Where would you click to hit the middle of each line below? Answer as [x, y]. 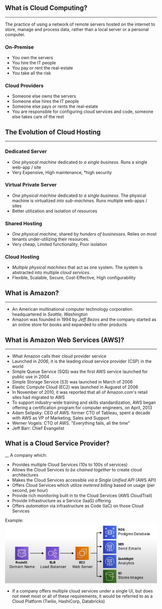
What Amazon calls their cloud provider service [59, 356]
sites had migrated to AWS [38, 398]
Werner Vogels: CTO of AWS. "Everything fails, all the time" [71, 423]
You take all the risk [32, 73]
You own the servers [33, 58]
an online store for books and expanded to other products [69, 325]
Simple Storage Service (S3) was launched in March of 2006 [72, 382]
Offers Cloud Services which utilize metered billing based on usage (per [83, 485]
